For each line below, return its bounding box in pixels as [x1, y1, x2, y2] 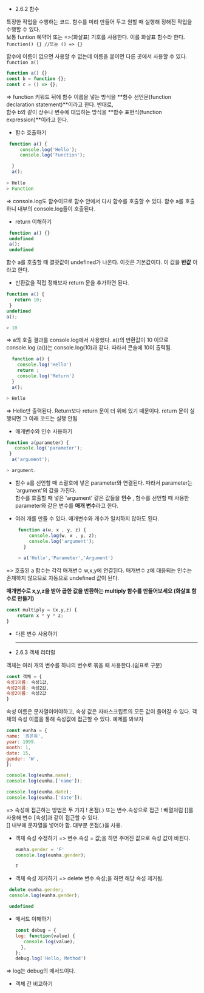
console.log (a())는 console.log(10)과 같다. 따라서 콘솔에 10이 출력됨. [6, 344, 172, 351]
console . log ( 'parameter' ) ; [14, 445, 83, 451]
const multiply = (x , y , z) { [6, 607, 78, 613]
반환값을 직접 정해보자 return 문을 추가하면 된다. [15, 279, 129, 286]
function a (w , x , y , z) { [18, 527, 87, 533]
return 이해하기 [15, 218, 52, 225]
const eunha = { [6, 727, 47, 734]
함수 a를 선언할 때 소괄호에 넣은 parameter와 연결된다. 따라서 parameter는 [15, 479, 193, 486]
